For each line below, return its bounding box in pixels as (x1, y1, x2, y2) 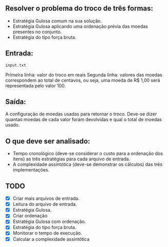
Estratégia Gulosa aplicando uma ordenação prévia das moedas (12, 23, 148, 29)
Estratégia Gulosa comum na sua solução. (12, 17, 102, 24)
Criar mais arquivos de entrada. (12, 195, 80, 202)
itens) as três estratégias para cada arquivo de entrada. (12, 156, 130, 162)
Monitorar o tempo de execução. (12, 230, 82, 236)
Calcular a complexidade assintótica (12, 236, 90, 242)
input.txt (5, 63, 27, 68)
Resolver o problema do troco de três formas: (5, 4, 153, 13)
